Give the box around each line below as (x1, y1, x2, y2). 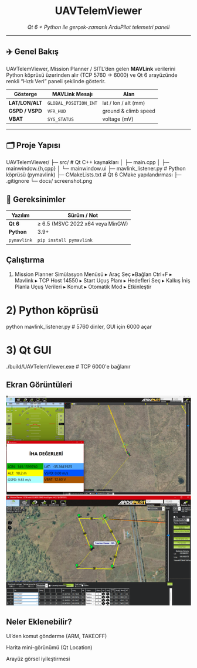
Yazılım (11, 212, 30, 219)
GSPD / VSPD (8, 107, 42, 114)
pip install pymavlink (37, 237, 93, 244)
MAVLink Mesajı (52, 91, 93, 98)
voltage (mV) (102, 115, 134, 122)
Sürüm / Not (67, 212, 98, 219)
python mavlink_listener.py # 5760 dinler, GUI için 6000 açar (6, 323, 152, 330)
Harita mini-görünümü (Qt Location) (6, 643, 93, 651)
